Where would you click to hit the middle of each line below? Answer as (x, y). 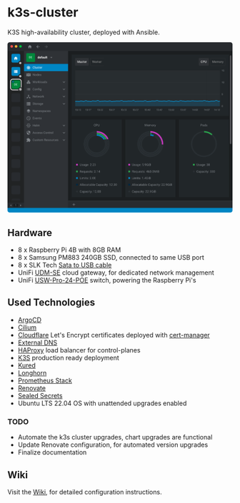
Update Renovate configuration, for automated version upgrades (113, 445)
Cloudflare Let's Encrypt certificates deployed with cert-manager (114, 335)
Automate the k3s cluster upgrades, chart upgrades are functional (115, 437)
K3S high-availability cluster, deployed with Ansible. (84, 32)
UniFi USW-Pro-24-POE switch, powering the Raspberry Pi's (107, 280)
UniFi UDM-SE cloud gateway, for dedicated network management (116, 273)
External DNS (37, 342)
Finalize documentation (52, 452)
